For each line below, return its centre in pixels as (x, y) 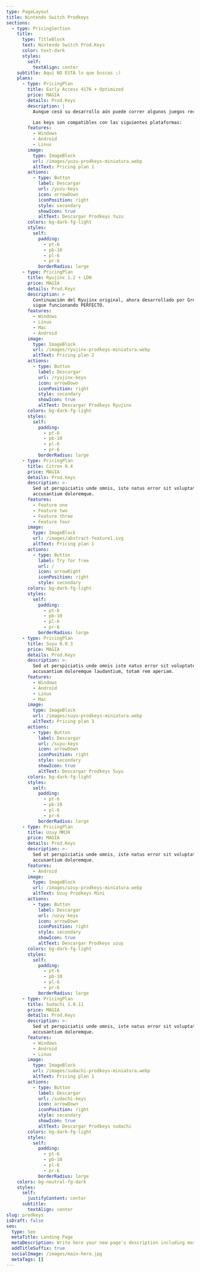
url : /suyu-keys (58, 743)
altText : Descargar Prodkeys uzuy (81, 943)
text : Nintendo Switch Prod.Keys (63, 45)
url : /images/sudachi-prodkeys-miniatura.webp (91, 1071)
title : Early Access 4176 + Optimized (76, 89)
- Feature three (53, 516)
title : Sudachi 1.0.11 (56, 1004)
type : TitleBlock (43, 39)
